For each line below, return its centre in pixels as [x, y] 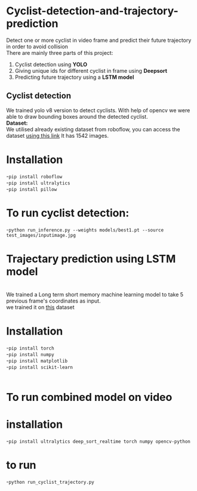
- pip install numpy [30, 354]
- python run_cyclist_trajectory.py [50, 481]
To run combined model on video [89, 397]
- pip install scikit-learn [40, 367]
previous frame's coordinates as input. [53, 301]
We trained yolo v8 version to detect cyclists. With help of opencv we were [98, 110]
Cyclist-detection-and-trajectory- [93, 11]
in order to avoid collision [37, 47]
